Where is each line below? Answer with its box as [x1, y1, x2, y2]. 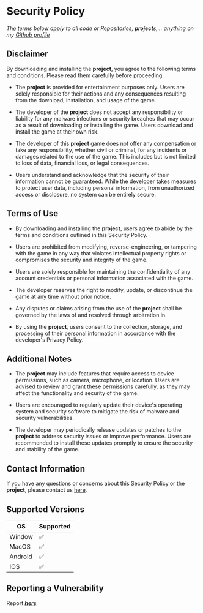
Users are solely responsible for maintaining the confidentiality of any [15, 268, 191, 275]
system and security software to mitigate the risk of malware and [15, 408, 179, 415]
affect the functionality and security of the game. [15, 389, 139, 397]
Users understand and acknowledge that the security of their [15, 171, 169, 178]
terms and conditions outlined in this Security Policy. [15, 231, 148, 238]
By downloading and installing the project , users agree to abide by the [15, 225, 193, 232]
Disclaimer [6, 49, 48, 59]
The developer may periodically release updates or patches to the [15, 426, 182, 434]
